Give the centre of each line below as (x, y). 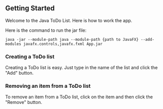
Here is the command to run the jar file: (46, 30)
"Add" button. (19, 73)
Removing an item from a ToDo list (48, 86)
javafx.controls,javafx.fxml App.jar (63, 44)
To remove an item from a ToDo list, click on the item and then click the (79, 97)
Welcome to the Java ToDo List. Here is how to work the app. (69, 20)
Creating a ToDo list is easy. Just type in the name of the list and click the (82, 68)
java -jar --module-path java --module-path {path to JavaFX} (72, 39)
